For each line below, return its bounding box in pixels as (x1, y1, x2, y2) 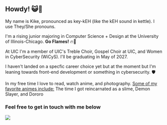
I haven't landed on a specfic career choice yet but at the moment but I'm (5, 63, 156, 69)
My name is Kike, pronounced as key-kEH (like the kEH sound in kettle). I (5, 18, 155, 24)
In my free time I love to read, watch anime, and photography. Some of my (5, 80, 158, 86)
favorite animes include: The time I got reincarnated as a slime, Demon (5, 86, 151, 92)
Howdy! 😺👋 (5, 5, 43, 13)
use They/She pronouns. (5, 23, 56, 29)
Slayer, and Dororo (5, 91, 44, 97)
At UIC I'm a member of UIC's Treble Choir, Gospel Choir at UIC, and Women (5, 48, 163, 54)
